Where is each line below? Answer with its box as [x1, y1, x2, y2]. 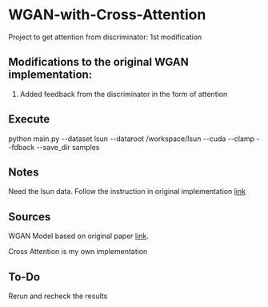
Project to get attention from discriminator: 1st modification [8, 32, 202, 42]
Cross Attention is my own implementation [8, 247, 148, 257]
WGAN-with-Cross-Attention [8, 6, 206, 24]
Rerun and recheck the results [8, 291, 108, 301]
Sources [8, 210, 51, 224]
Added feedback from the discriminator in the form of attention [19, 89, 228, 99]
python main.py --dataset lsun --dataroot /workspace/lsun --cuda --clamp [8, 134, 254, 143]
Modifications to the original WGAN [8, 55, 190, 69]
